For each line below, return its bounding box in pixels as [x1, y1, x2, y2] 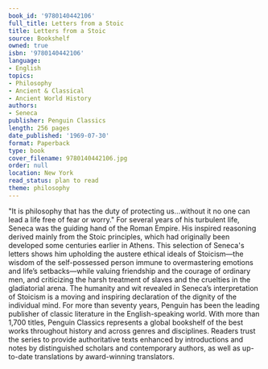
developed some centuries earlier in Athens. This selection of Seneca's [8, 240, 245, 250]
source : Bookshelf [8, 34, 70, 43]
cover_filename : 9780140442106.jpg [8, 154, 128, 162]
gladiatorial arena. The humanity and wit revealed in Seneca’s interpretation [8, 283, 259, 292]
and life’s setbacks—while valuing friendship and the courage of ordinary [8, 266, 251, 276]
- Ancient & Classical [8, 86, 85, 95]
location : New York [8, 169, 74, 177]
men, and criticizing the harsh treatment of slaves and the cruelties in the [8, 275, 251, 284]
